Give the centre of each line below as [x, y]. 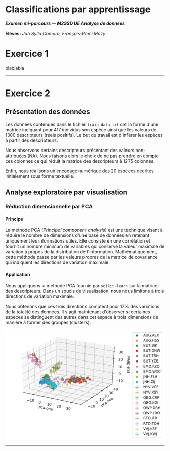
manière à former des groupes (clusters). [48, 322]
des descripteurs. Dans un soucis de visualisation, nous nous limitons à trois [85, 291]
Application [18, 274]
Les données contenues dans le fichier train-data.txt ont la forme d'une [82, 124]
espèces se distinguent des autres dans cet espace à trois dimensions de [82, 317]
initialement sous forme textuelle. [40, 176]
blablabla [15, 68]
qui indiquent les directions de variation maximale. [58, 262]
